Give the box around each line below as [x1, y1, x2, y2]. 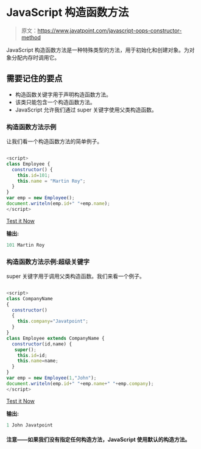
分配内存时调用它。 [11, 54, 60, 61]
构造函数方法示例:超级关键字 [6, 257, 90, 266]
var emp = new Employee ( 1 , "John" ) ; [6, 375, 97, 381]
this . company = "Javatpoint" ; [17, 318, 88, 325]
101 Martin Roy [6, 242, 45, 248]
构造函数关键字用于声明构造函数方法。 [15, 91, 111, 98]
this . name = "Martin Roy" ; [17, 178, 86, 184]
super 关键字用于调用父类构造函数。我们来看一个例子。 [6, 272, 145, 280]
